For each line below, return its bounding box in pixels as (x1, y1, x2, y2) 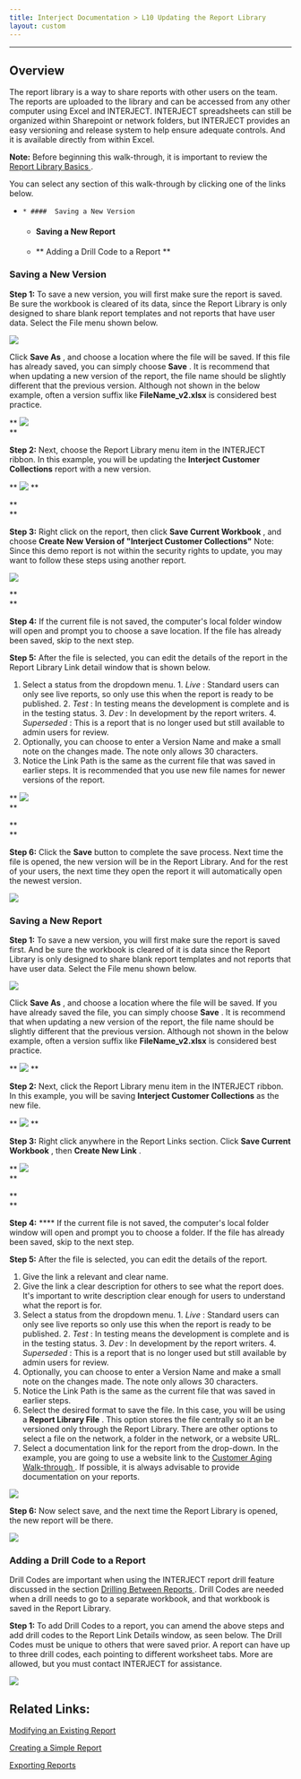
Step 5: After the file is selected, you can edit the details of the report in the (9, 652, 288, 663)
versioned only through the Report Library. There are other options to (21, 1424, 278, 1435)
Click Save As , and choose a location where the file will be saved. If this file (9, 351, 291, 362)
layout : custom (9, 22, 66, 30)
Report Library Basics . (9, 161, 94, 172)
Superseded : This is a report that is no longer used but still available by (21, 1348, 287, 1359)
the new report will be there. (9, 1516, 114, 1526)
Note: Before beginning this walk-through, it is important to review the (9, 151, 268, 162)
